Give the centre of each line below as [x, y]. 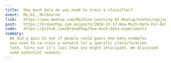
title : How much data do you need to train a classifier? [69, 10]
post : [11, 24]
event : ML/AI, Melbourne [33, 15]
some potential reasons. [36, 52]
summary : [15, 34]
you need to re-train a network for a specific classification [78, 43]
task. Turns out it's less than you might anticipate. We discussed [84, 48]
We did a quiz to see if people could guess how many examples [78, 39]
